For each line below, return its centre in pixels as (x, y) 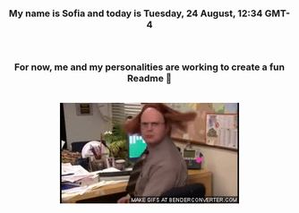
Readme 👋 (149, 79)
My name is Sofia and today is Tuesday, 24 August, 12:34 (136, 13)
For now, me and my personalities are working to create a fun (149, 67)
